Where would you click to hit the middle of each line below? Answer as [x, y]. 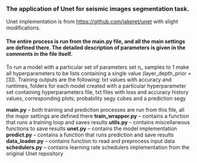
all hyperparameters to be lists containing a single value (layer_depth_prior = [99, 73]
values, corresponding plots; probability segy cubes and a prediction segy [96, 98]
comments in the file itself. [39, 54]
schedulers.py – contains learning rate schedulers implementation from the [98, 147]
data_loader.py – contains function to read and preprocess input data [91, 141]
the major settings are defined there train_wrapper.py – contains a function [98, 116]
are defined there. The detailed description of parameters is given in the [96, 47]
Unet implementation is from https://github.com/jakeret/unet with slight [92, 22]
